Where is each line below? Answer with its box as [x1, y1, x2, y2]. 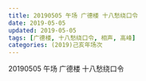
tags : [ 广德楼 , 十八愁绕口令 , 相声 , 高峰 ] [8, 33, 136, 42]
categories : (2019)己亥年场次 [8, 41, 103, 49]
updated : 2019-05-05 [8, 26, 77, 34]
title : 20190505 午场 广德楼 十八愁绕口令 [8, 11, 138, 20]
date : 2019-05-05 [8, 19, 66, 27]
